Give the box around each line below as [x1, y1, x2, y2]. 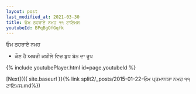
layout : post [6, 8, 38, 15]
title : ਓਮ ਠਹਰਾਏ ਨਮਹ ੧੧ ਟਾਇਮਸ [6, 19, 80, 25]
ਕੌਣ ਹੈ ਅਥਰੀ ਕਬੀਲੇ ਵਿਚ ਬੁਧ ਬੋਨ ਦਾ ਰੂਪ [14, 53, 94, 60]
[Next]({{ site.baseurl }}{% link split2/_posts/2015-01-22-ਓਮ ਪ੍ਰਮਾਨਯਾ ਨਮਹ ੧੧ [6, 75, 190, 82]
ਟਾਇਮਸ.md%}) [6, 82, 41, 89]
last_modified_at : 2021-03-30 [6, 14, 80, 20]
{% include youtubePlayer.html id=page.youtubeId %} [6, 64, 136, 71]
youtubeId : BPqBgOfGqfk [6, 25, 64, 31]
